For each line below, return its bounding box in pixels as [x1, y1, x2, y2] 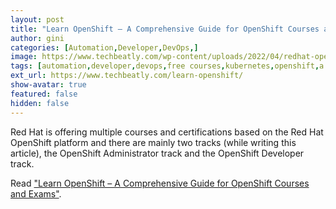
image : [10, 52, 38, 62]
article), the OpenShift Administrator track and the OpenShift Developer [10, 147, 305, 159]
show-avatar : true [10, 80, 87, 90]
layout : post [10, 14, 65, 25]
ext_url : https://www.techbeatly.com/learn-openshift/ [10, 71, 244, 81]
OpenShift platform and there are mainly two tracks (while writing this [10, 136, 297, 148]
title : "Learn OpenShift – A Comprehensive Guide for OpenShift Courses [10, 24, 320, 34]
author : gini [10, 33, 65, 43]
